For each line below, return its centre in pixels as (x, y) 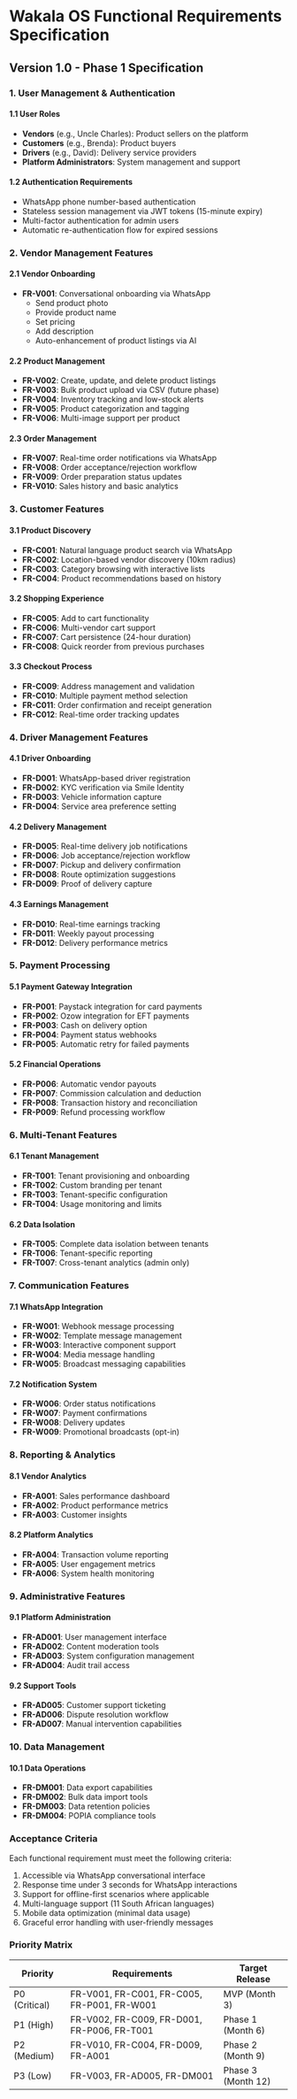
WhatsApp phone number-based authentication (109, 202)
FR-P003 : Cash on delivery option (84, 1025)
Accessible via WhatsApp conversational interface (114, 1875)
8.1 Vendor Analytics (48, 1476)
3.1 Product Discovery (50, 530)
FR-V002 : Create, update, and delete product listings (119, 381)
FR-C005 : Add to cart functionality (85, 618)
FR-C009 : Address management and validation (108, 686)
